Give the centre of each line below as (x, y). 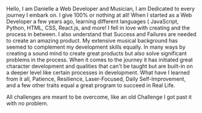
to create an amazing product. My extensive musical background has (92, 41)
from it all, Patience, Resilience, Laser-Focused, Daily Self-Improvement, (96, 79)
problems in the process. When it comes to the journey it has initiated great (99, 60)
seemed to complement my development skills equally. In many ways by (96, 47)
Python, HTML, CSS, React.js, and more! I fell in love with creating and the (98, 28)
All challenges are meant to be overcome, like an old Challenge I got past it (99, 97)
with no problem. (27, 103)
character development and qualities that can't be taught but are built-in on (99, 66)
